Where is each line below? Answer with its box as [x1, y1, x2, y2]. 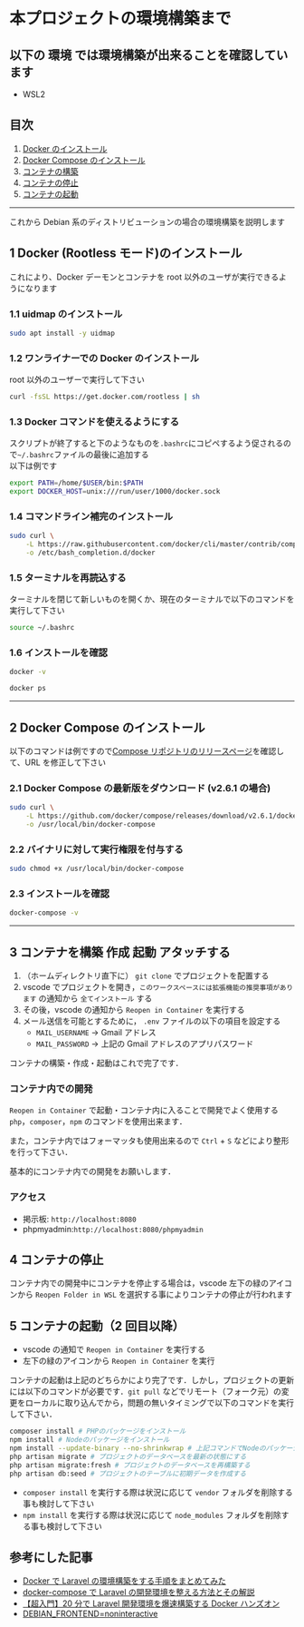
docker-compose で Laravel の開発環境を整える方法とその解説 [22, 1587, 255, 1598]
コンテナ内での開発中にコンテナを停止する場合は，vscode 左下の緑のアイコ [9, 1278, 292, 1289]
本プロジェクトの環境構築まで [9, 8, 233, 29]
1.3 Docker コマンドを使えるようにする [9, 415, 179, 427]
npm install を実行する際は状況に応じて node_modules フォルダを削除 [22, 1509, 282, 1520]
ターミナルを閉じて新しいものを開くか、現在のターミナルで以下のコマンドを [9, 593, 295, 604]
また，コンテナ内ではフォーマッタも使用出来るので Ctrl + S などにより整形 [9, 1135, 290, 1146]
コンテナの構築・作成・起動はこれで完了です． [9, 1058, 184, 1069]
